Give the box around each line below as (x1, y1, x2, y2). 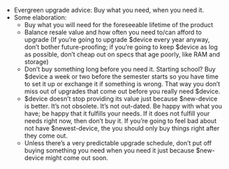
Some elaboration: (13, 13, 67, 22)
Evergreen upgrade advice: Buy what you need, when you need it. (13, 6, 205, 14)
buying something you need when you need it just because (24, 146, 195, 154)
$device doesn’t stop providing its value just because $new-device (24, 95, 218, 103)
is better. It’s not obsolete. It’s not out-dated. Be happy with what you (24, 102, 222, 110)
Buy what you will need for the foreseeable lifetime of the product (24, 21, 214, 29)
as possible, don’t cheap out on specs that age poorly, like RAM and (24, 50, 221, 58)
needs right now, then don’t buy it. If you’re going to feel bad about (24, 117, 217, 124)
